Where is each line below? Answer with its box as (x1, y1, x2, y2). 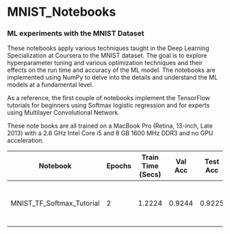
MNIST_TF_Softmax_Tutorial (10, 198, 101, 208)
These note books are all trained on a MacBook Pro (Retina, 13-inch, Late (7, 121, 214, 130)
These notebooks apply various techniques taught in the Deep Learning (7, 44, 209, 52)
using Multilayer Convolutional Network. (7, 108, 120, 117)
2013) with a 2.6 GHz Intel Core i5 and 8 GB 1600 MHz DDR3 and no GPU (7, 129, 214, 137)
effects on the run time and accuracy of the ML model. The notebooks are (7, 66, 216, 74)
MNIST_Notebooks (7, 4, 116, 20)
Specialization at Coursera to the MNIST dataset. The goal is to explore (7, 51, 207, 60)
